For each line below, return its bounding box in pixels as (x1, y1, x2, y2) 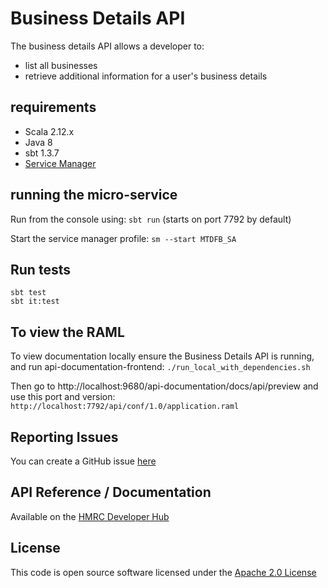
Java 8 (24, 136, 53, 148)
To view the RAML (10, 323, 125, 341)
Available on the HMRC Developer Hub (10, 510, 170, 522)
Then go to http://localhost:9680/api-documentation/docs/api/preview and (10, 380, 319, 392)
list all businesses (24, 59, 98, 71)
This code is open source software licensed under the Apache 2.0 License (10, 566, 317, 578)
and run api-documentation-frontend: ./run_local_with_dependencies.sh (10, 361, 311, 373)
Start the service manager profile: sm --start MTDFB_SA (10, 232, 237, 244)
